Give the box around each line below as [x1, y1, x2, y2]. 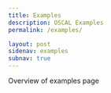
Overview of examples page [8, 76, 100, 85]
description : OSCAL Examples [8, 19, 104, 27]
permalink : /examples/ [8, 26, 83, 34]
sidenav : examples [8, 48, 68, 55]
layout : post [8, 40, 51, 48]
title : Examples [8, 11, 61, 20]
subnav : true [8, 55, 51, 63]
